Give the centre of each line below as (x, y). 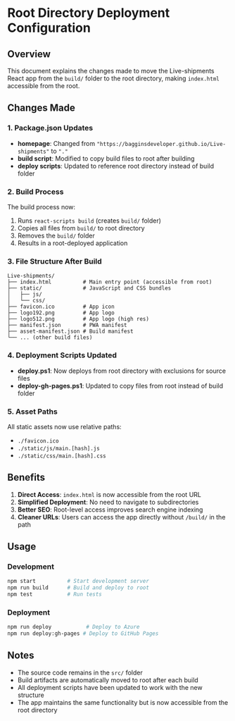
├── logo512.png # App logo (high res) (78, 319)
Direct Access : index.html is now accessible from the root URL (109, 494)
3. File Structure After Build (55, 261)
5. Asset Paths (32, 412)
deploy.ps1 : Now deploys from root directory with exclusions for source (122, 371)
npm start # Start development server (78, 581)
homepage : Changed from (56, 143)
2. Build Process (36, 192)
